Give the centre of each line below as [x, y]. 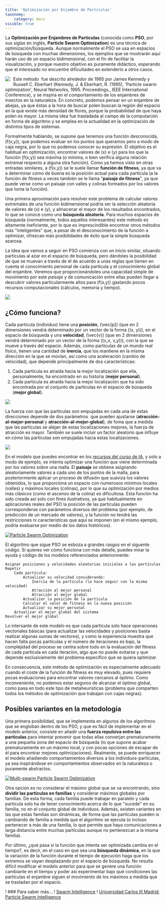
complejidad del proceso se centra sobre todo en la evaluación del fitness [81, 647]
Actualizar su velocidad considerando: [64, 577]
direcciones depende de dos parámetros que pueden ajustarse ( [71, 417]
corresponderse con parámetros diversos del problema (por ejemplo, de [79, 510]
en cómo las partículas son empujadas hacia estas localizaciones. [72, 438]
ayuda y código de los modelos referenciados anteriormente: [67, 555]
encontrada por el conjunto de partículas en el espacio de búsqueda [82, 387]
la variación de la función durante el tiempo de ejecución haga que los [77, 855]
